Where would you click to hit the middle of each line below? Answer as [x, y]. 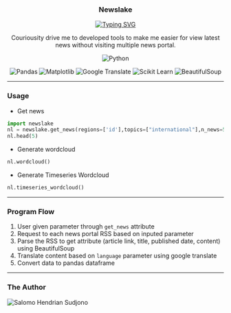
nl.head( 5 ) [23, 136]
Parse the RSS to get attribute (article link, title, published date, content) [119, 241]
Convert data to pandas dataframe [66, 263]
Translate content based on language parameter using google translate [117, 256]
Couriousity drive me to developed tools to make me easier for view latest [115, 38]
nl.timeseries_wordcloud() [46, 188]
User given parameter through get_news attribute [86, 227]
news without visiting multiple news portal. [115, 45]
